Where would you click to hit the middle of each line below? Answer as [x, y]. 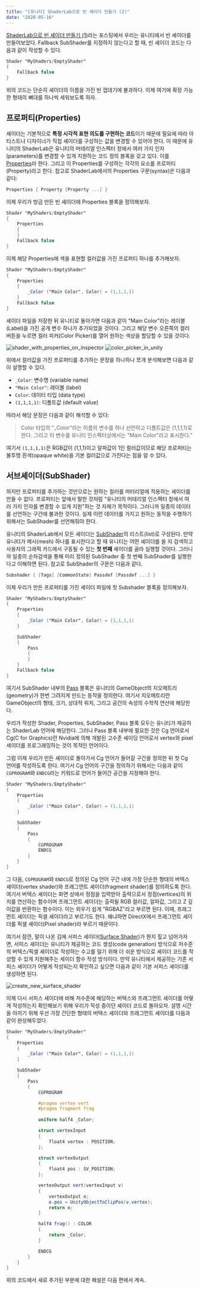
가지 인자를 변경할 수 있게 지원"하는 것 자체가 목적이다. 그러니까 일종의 [94, 506]
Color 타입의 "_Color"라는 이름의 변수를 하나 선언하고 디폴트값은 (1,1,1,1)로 [106, 428]
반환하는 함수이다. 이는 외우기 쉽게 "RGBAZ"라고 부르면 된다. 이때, [99, 909]
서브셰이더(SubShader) [48, 476]
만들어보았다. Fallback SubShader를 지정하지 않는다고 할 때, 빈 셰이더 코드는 [96, 42]
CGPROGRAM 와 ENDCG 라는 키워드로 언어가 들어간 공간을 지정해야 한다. [84, 772]
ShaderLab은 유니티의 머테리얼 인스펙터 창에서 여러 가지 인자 [93, 148]
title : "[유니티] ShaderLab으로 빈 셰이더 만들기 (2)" [68, 12]
